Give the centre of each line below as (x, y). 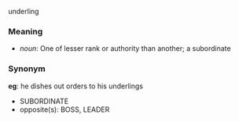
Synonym (27, 69)
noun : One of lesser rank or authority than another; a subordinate (125, 48)
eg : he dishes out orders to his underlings (76, 86)
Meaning (26, 31)
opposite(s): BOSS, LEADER (64, 109)
